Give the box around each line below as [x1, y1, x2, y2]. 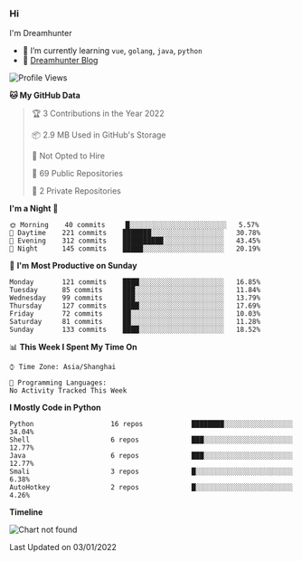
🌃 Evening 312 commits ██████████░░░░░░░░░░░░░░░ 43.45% [9, 236, 260, 246]
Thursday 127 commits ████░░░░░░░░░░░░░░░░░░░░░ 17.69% [9, 301, 260, 310]
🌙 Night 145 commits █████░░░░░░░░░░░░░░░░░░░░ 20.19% [9, 244, 260, 253]
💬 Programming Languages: [9, 378, 107, 387]
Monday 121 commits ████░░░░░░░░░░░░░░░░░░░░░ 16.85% [9, 278, 260, 287]
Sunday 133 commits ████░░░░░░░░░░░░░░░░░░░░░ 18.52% [9, 325, 260, 335]
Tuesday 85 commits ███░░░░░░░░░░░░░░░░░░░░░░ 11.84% [9, 286, 260, 295]
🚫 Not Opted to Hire [31, 150, 106, 161]
